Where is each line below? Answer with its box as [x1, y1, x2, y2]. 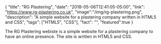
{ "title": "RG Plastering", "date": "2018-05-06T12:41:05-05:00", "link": [5, 4, 145, 10]
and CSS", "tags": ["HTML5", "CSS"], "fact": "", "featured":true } [5, 19, 133, 25]
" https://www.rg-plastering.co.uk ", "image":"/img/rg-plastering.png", [5, 9, 143, 15]
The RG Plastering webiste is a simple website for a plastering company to [5, 29, 154, 34]
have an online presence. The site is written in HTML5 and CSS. [5, 33, 132, 39]
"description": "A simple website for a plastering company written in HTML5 [5, 14, 157, 20]
